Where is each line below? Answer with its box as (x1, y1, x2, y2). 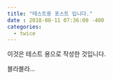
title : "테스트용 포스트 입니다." (7, 10, 93, 17)
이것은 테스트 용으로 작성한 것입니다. (7, 50, 106, 58)
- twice (13, 29, 36, 37)
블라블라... (7, 64, 36, 73)
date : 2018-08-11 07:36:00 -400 (7, 17, 105, 24)
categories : (7, 23, 42, 30)
